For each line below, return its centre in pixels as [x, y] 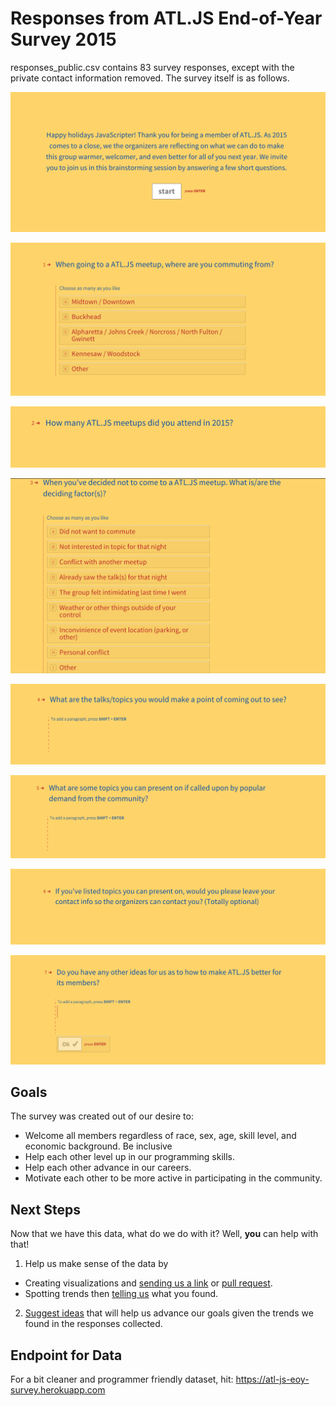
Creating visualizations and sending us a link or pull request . [148, 1283]
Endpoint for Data [66, 1355]
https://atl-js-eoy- [272, 1379]
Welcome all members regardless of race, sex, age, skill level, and [160, 1136]
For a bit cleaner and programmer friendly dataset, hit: [122, 1379]
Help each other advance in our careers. [108, 1168]
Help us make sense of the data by [96, 1264]
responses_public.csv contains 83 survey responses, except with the [152, 67]
